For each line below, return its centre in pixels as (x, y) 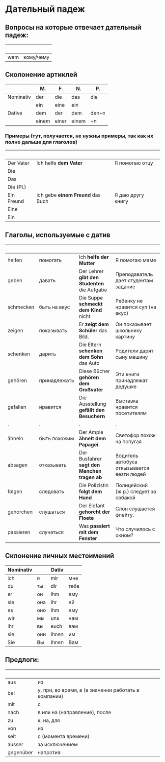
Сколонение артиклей (41, 75)
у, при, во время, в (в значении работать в (88, 690)
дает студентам (134, 280)
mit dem (89, 532)
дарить (48, 354)
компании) (51, 696)
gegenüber (20, 752)
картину (125, 337)
